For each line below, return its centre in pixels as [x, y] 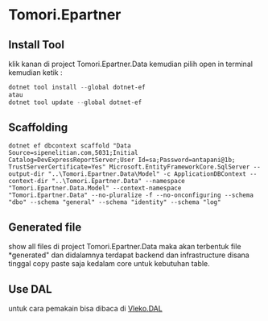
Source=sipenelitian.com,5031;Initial [73, 153]
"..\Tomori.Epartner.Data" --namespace [118, 181]
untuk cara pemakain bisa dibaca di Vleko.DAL [85, 309]
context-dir [28, 181]
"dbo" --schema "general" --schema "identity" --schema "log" [115, 202]
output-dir [27, 174]
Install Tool [36, 45]
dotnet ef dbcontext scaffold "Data [70, 146]
